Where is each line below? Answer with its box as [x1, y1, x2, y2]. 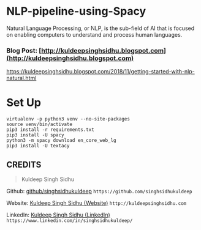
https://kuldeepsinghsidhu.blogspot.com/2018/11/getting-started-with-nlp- [6, 68, 195, 75]
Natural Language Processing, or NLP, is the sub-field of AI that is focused [6, 24, 195, 32]
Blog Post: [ [6, 46, 42, 54]
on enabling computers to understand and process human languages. [6, 31, 183, 38]
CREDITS [6, 159, 42, 169]
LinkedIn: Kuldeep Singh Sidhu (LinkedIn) [6, 211, 110, 218]
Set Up [6, 96, 42, 109]
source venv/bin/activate [6, 121, 72, 128]
